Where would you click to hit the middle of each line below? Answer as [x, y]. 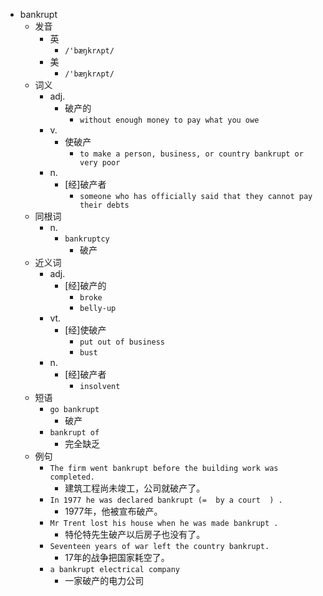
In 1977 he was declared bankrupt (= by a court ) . [166, 500]
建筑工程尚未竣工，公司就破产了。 [135, 488]
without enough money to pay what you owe [169, 120]
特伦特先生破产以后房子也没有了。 [135, 534]
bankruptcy [87, 239]
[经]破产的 [85, 285]
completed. [72, 477]
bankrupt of [74, 433]
